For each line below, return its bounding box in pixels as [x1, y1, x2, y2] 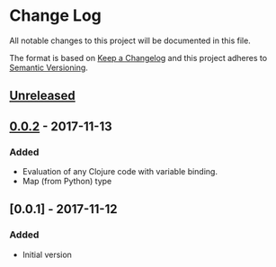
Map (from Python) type [22, 176, 112, 187]
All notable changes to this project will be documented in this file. [9, 35, 252, 46]
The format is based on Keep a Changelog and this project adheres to [9, 52, 268, 63]
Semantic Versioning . [9, 62, 88, 73]
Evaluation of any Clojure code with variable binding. [22, 166, 218, 177]
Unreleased [9, 88, 76, 103]
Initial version [22, 249, 72, 260]
